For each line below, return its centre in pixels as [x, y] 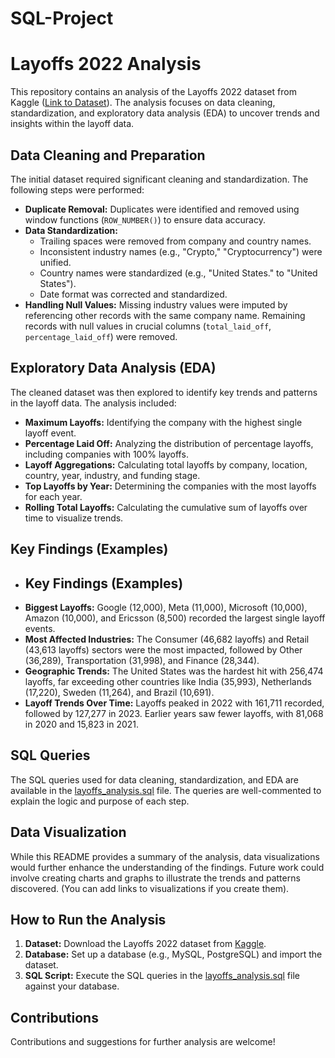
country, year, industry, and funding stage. [112, 475]
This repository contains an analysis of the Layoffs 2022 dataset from [153, 92]
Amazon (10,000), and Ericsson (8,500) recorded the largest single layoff [175, 618]
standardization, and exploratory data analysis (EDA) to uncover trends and [165, 113]
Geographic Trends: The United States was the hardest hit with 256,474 [174, 671]
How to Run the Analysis [88, 919]
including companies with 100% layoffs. [106, 454]
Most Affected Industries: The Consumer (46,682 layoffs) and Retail [167, 639]
